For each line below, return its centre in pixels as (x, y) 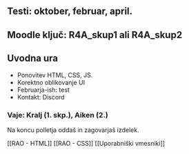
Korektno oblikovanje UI (51, 82)
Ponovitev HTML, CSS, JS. (55, 75)
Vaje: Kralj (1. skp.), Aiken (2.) (58, 115)
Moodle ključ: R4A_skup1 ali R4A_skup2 (95, 35)
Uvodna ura (33, 58)
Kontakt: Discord (41, 97)
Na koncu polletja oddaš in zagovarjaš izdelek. (73, 130)
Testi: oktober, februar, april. (70, 11)
